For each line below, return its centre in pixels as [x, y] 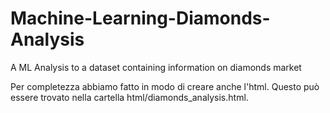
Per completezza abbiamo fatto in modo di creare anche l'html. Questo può [165, 86]
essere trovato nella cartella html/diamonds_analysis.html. [129, 97]
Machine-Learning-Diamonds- [140, 18]
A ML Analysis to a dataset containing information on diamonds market [156, 67]
